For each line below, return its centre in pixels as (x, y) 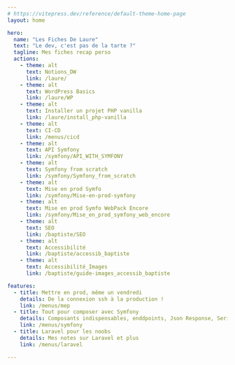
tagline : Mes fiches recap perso (62, 52)
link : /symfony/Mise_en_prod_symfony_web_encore (98, 215)
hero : (15, 33)
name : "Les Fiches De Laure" (56, 39)
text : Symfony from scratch (67, 169)
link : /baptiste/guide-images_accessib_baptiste (98, 273)
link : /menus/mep (45, 306)
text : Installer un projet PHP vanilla (84, 111)
